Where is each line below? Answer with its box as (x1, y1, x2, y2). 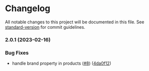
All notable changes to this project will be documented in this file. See (5, 19, 145, 25)
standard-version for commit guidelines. (5, 24, 85, 30)
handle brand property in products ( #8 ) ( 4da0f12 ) (12, 60, 112, 66)
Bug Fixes (5, 49, 29, 56)
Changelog (5, 3, 50, 14)
